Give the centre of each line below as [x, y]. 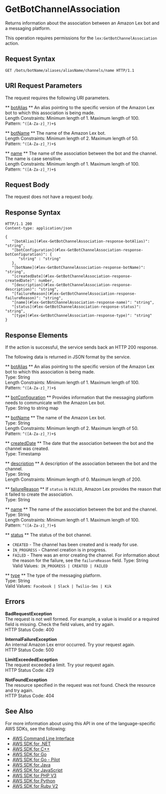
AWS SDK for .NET [32, 744]
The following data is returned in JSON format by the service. [68, 357]
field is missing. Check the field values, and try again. [60, 624]
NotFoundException [26, 680]
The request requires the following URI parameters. [58, 98]
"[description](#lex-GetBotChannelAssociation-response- [72, 285]
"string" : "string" [40, 259]
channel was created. [27, 448]
